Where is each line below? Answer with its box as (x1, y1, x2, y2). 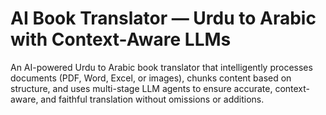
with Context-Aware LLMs (10, 28, 232, 51)
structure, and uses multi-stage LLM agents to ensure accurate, (10, 82, 273, 94)
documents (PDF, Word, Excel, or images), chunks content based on (10, 72, 292, 84)
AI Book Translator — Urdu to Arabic (10, 7, 317, 30)
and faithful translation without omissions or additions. (40, 93, 265, 105)
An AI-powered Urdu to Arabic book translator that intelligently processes (10, 61, 313, 73)
